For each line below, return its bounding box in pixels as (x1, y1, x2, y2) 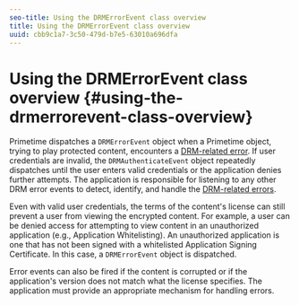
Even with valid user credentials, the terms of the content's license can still (9, 201, 286, 212)
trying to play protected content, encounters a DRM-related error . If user (9, 145, 276, 157)
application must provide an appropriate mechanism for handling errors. (9, 285, 275, 296)
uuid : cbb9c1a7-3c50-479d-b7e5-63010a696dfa (9, 30, 178, 39)
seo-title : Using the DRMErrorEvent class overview (9, 13, 206, 22)
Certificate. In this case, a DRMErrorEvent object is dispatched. (9, 248, 237, 260)
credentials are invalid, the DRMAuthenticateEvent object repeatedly (9, 155, 256, 166)
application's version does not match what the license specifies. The (9, 275, 262, 287)
